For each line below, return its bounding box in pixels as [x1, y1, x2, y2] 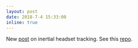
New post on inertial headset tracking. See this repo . [6, 36, 133, 43]
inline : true [6, 19, 38, 25]
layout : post [6, 8, 38, 15]
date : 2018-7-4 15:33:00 [6, 14, 67, 20]
